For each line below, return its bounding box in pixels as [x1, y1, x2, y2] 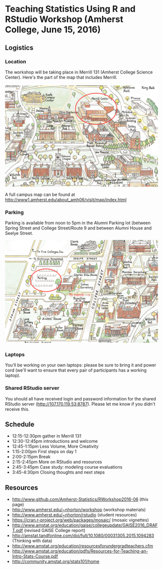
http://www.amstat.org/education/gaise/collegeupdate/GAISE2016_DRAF [12, 522, 158, 528]
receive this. [5, 406, 30, 412]
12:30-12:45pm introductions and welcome [12, 438, 98, 444]
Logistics [5, 43, 33, 52]
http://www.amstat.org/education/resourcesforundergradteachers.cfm [12, 543, 153, 549]
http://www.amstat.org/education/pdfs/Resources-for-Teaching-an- [12, 548, 148, 554]
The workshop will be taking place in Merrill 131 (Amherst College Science [5, 69, 153, 75]
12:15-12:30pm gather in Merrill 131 [12, 433, 81, 439]
